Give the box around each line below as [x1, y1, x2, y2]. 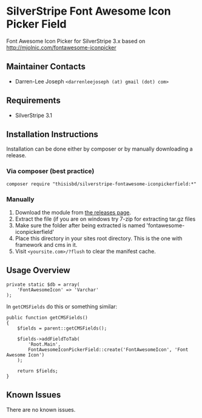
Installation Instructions [6, 129, 99, 140]
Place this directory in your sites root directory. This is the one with [15, 235, 183, 242]
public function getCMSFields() [6, 314, 88, 321]
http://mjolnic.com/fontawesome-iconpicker [6, 44, 116, 51]
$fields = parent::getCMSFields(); [17, 325, 107, 331]
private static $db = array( [6, 282, 80, 288]
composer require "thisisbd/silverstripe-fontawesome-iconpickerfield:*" [6, 181, 197, 187]
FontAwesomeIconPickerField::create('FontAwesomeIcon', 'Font [28, 346, 189, 353]
